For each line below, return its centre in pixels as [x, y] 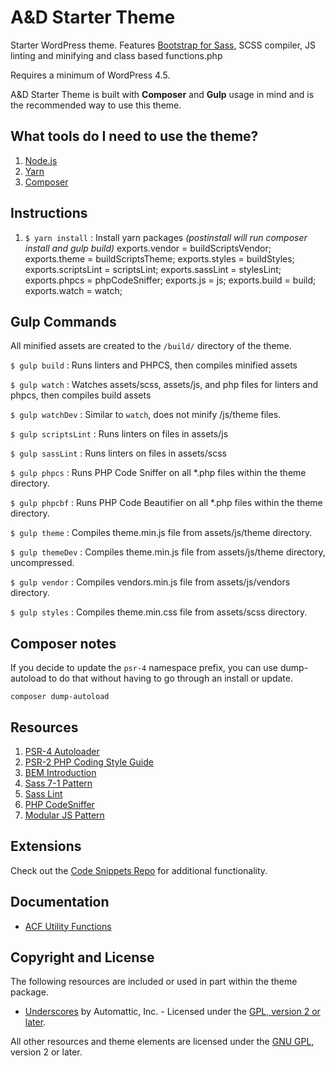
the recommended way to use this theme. [96, 105]
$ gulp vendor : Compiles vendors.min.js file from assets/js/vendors [150, 582]
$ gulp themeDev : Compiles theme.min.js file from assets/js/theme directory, [168, 552]
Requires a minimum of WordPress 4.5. [90, 75]
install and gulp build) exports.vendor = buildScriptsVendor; [148, 248]
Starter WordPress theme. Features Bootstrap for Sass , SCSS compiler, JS [163, 45]
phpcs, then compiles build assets [81, 395]
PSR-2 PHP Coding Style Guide [89, 762]
